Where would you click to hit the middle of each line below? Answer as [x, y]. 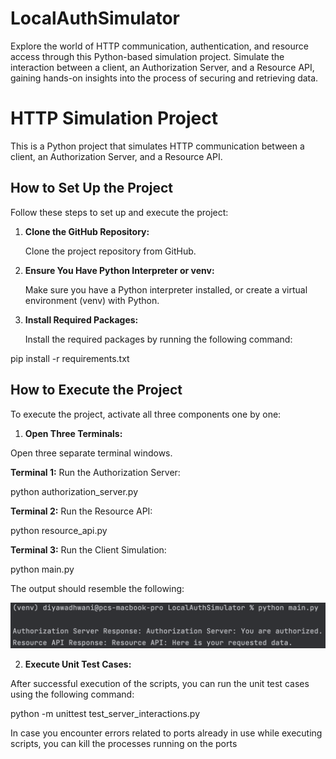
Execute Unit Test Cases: [78, 664]
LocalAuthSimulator [95, 18]
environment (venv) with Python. [92, 300]
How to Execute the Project [96, 390]
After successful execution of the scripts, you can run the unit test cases [160, 684]
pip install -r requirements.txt [70, 358]
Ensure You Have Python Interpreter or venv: [119, 270]
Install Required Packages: [81, 319]
